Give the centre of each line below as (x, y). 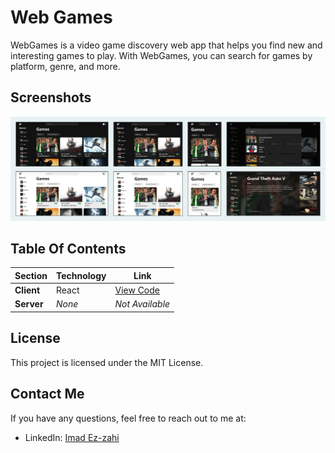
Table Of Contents (68, 248)
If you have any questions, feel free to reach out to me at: (128, 418)
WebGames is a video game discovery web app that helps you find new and (166, 45)
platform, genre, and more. (65, 66)
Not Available (142, 304)
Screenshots (51, 97)
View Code (137, 290)
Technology (81, 275)
